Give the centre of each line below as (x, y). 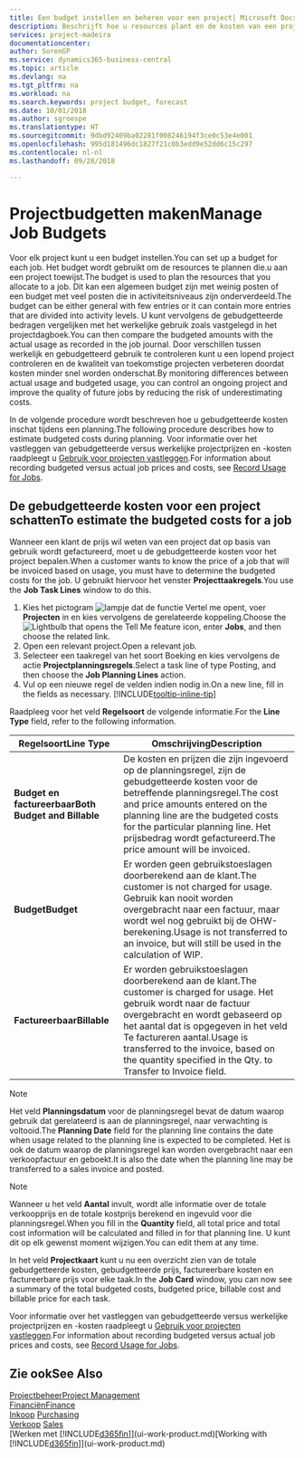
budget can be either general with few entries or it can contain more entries (150, 306)
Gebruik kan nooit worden (178, 898)
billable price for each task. (60, 1299)
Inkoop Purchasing (44, 1415)
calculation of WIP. (163, 954)
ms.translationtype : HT (54, 128)
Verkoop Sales (37, 1424)
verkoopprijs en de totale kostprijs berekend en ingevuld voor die (131, 1213)
